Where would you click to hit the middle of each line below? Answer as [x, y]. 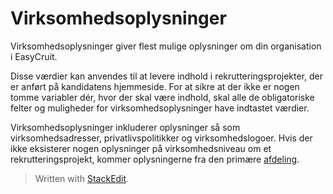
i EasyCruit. [34, 56]
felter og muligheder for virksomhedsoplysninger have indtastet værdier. [160, 108]
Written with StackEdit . [82, 178]
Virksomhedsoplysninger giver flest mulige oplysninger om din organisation [166, 46]
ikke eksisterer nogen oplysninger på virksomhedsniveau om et [141, 148]
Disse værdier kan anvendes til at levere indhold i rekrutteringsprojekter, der [167, 76]
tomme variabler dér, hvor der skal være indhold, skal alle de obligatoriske [162, 97]
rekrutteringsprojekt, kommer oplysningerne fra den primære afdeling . [155, 159]
